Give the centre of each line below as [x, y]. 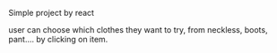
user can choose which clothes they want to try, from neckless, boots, [138, 30]
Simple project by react [52, 13]
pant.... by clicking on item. [58, 39]
